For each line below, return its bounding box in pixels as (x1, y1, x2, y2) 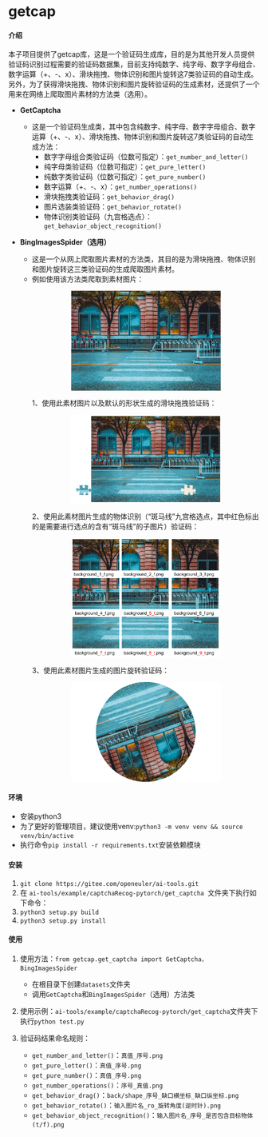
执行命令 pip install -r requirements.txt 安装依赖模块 (19, 840, 201, 850)
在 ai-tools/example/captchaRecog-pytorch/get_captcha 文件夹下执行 (19, 888, 250, 897)
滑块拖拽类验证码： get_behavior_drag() (43, 192, 175, 201)
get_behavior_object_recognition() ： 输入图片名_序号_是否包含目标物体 (31, 1110, 254, 1119)
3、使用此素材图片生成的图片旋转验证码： (31, 666, 170, 676)
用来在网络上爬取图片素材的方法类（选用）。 (8, 90, 152, 99)
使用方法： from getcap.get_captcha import (19, 954, 163, 963)
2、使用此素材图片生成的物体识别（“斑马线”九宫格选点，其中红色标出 (31, 512, 259, 521)
